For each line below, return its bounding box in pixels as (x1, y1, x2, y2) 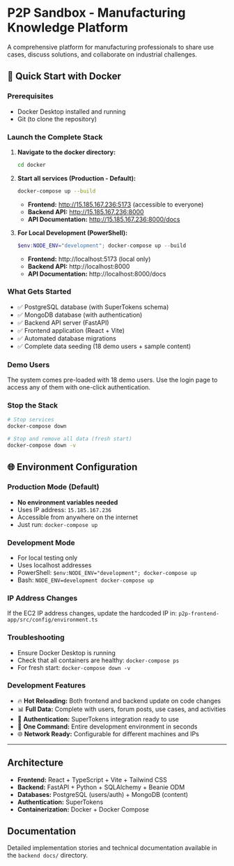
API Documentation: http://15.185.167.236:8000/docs (27, 215, 180, 223)
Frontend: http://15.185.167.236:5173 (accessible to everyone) (27, 200, 204, 209)
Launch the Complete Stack (7, 132, 103, 142)
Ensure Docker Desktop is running (17, 648, 116, 657)
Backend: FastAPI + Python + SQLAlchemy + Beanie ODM (17, 783, 185, 791)
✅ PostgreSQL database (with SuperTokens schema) (17, 302, 169, 311)
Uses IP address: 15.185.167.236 (17, 505, 111, 514)
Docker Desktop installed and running (17, 107, 126, 116)
